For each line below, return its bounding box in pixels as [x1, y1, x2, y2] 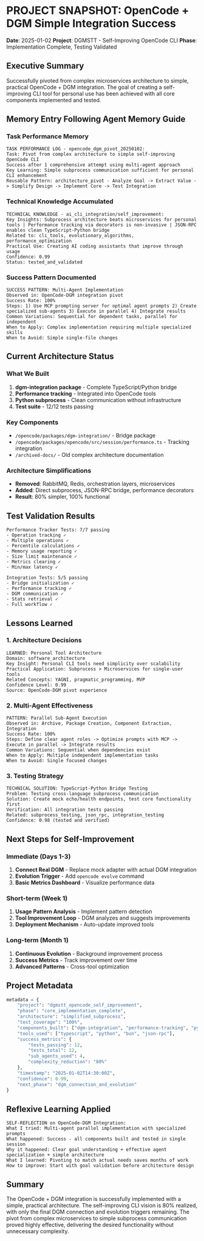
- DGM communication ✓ [6, 591, 64, 597]
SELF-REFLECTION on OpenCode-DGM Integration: [6, 1120, 126, 1126]
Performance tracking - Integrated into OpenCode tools [15, 390, 156, 397]
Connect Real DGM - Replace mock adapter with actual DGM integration [15, 866, 197, 874]
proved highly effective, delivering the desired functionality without [6, 1221, 174, 1228]
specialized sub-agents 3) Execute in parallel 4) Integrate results [6, 308, 186, 315]
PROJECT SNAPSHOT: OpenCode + [6, 4, 189, 18]
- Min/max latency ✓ [6, 564, 59, 571]
